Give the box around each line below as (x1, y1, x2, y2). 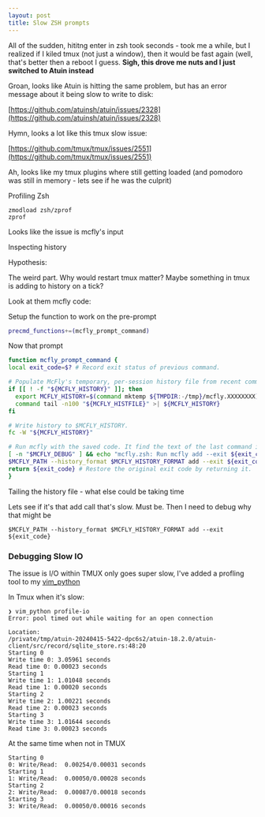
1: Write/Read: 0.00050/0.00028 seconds (8, 774, 147, 782)
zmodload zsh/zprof (8, 206, 73, 214)
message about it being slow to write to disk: (8, 89, 154, 99)
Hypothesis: (8, 257, 47, 267)
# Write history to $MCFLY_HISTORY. (8, 421, 129, 430)
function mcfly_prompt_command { (8, 356, 118, 364)
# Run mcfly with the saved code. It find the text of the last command (8, 443, 252, 451)
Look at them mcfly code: (8, 297, 91, 306)
